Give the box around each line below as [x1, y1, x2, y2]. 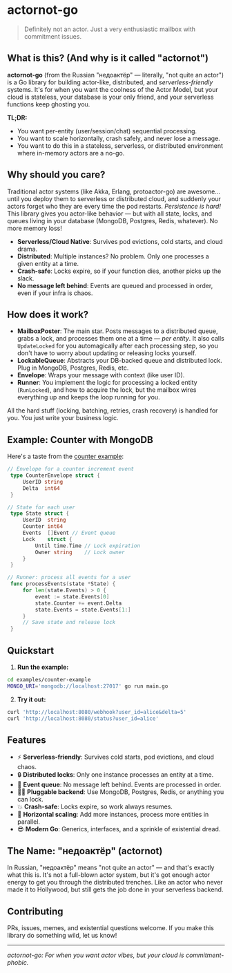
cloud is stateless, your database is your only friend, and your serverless [7, 93, 214, 101]
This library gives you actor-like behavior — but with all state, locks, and [7, 209, 213, 218]
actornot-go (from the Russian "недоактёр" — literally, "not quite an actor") [7, 70, 224, 79]
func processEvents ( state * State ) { [10, 580, 116, 587]
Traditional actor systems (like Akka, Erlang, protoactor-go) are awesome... [7, 187, 221, 196]
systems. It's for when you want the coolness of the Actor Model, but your [7, 85, 219, 93]
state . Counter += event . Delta [35, 600, 122, 607]
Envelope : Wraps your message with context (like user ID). [17, 371, 185, 379]
